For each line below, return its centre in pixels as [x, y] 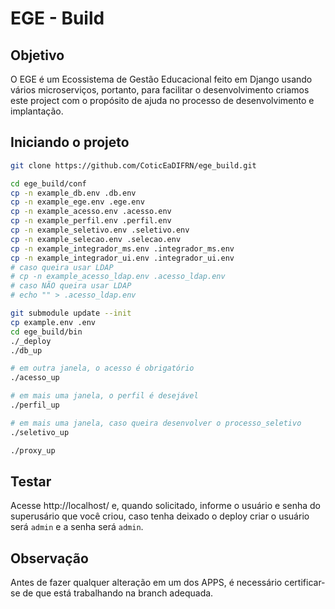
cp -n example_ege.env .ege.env [77, 202]
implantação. [37, 111]
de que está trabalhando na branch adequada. [118, 593]
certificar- [305, 583]
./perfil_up [35, 405]
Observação [49, 558]
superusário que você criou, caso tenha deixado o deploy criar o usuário [160, 516]
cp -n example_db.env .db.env [73, 193]
